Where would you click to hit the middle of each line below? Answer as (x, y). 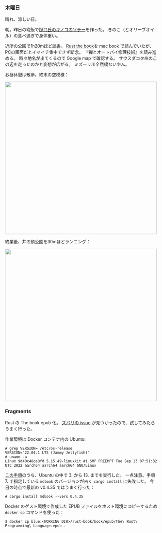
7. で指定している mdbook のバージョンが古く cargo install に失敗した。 (77, 481)
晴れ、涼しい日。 (22, 19)
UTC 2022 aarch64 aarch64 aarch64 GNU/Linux (51, 465)
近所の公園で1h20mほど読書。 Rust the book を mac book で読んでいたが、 (80, 46)
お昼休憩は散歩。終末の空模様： (37, 75)
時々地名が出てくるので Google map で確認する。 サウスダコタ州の (86, 58)
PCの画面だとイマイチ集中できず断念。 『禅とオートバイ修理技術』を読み (79, 52)
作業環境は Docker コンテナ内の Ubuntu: (45, 439)
